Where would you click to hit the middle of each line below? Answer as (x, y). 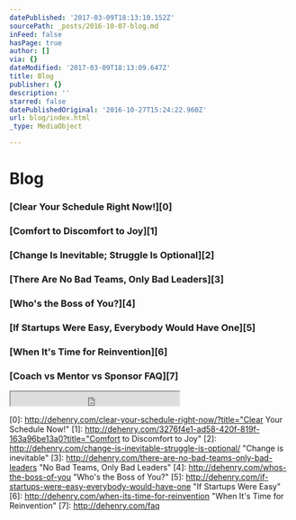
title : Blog (31, 76)
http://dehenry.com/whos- (238, 467)
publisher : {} (36, 85)
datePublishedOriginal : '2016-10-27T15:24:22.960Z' (108, 110)
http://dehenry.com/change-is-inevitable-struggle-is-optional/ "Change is (147, 448)
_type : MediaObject (46, 127)
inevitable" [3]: (37, 457)
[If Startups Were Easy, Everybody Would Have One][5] (133, 327)
